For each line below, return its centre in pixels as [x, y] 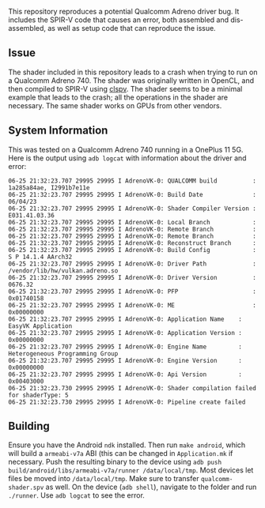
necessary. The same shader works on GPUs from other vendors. [115, 105]
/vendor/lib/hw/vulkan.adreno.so [63, 271]
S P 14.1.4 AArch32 [40, 257]
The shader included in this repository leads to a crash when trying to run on [133, 72]
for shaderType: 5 [38, 395]
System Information [58, 131]
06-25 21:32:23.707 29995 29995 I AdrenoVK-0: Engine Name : [125, 347]
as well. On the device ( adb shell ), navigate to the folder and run [151, 487]
